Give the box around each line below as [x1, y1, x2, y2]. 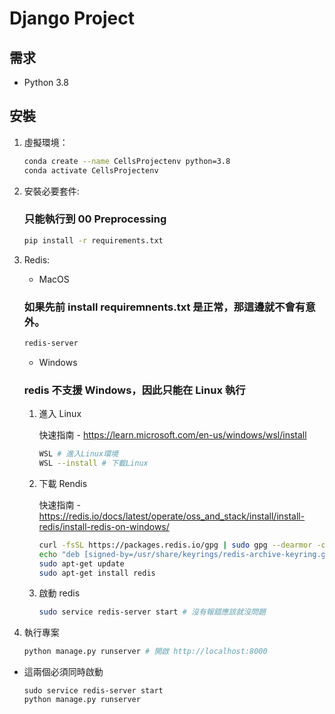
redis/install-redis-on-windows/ [38, 520, 170, 532]
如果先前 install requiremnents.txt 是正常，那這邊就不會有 [23, 300, 306, 314]
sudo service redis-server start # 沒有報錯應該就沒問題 [38, 607, 266, 617]
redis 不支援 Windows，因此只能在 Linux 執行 [23, 383, 246, 397]
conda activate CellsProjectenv [23, 165, 159, 176]
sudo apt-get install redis [38, 568, 156, 578]
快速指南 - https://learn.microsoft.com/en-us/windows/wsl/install [38, 429, 307, 441]
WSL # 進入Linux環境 [38, 449, 119, 459]
